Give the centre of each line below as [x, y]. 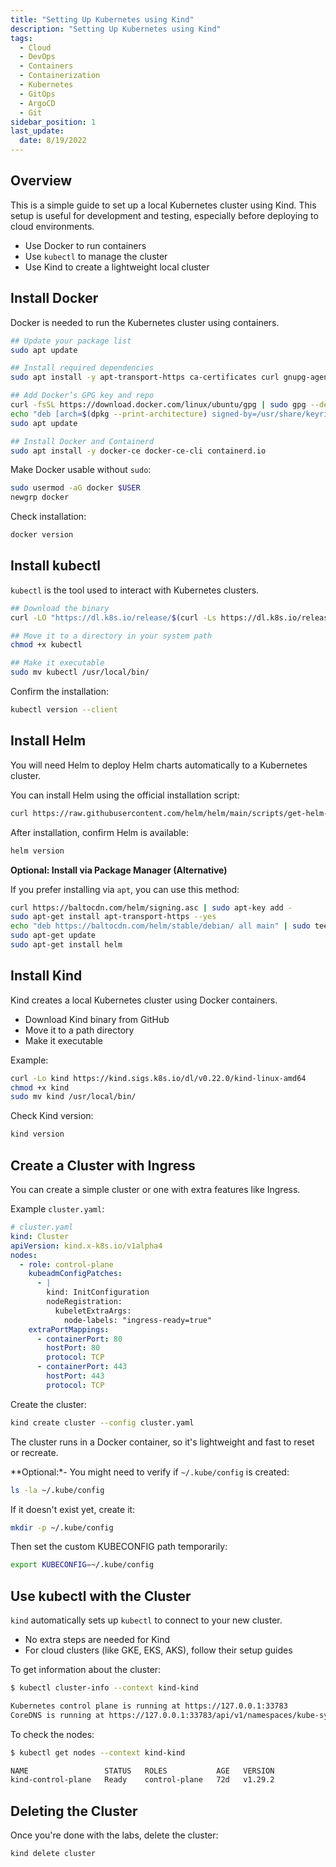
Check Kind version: [52, 1116]
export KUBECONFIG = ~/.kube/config [82, 1565]
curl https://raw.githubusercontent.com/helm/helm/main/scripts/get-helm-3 [171, 813]
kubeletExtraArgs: [93, 1311]
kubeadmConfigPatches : [75, 1274]
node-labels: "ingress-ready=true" [138, 1320]
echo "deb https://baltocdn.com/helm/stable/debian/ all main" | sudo [160, 926]
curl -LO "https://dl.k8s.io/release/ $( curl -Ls [113, 617]
